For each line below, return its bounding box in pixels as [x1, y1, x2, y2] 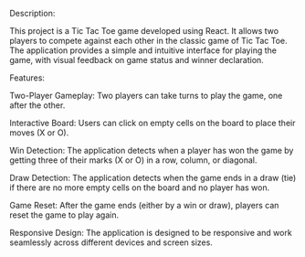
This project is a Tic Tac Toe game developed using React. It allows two [9, 26, 279, 36]
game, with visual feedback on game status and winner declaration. [9, 55, 265, 65]
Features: [9, 72, 46, 83]
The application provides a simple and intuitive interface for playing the [9, 45, 277, 56]
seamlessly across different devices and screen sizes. [9, 237, 213, 248]
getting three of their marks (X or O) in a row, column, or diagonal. [9, 155, 258, 166]
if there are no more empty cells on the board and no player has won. [9, 182, 270, 193]
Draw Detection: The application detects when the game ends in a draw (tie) [9, 173, 297, 183]
